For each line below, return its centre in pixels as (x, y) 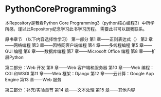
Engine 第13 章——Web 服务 (33, 79)
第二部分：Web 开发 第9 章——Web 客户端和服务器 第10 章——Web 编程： (80, 67)
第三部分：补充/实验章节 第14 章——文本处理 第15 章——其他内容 (70, 90)
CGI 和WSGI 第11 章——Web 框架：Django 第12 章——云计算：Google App (80, 73)
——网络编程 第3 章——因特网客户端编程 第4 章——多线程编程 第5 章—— (79, 45)
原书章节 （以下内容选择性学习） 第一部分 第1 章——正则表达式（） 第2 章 (79, 39)
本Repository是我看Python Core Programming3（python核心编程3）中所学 (80, 23)
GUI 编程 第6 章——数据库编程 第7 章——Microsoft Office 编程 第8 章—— (78, 51)
